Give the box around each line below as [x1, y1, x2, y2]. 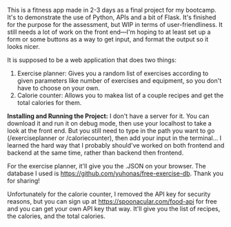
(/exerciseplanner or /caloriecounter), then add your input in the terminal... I [7, 134, 222, 142]
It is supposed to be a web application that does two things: [7, 56, 177, 64]
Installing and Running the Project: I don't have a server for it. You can [7, 112, 210, 120]
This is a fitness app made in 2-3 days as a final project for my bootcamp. [7, 6, 217, 14]
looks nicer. [7, 43, 40, 50]
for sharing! [7, 177, 40, 185]
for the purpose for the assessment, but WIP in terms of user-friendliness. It [7, 21, 223, 28]
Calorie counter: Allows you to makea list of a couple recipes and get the [17, 91, 224, 99]
